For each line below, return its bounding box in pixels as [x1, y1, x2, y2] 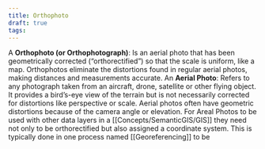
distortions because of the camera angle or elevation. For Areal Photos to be [8, 107, 257, 117]
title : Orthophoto [8, 11, 69, 20]
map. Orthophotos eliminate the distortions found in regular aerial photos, [8, 65, 248, 74]
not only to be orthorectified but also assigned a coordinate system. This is [8, 124, 252, 133]
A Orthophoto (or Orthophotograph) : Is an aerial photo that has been [8, 48, 235, 58]
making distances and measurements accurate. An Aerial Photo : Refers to [8, 73, 251, 83]
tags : [8, 26, 26, 34]
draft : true [8, 19, 47, 27]
